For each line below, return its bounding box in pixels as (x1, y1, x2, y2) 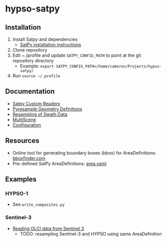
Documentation (5, 87, 55, 96)
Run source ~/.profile (12, 73, 60, 78)
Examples (5, 175, 37, 184)
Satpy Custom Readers (12, 100, 60, 106)
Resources (5, 137, 40, 145)
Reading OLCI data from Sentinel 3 (12, 225, 84, 231)
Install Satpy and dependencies (12, 36, 78, 42)
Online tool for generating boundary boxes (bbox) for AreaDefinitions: (12, 150, 156, 156)
